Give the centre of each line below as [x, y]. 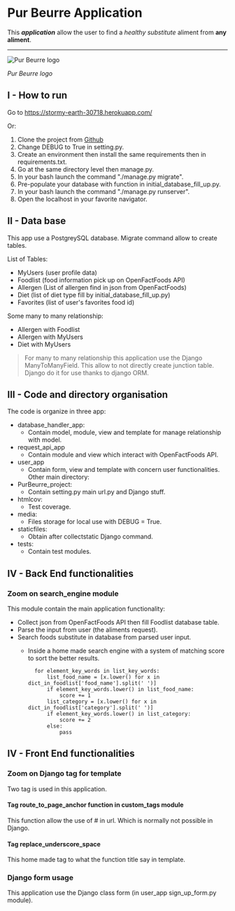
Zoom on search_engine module [63, 593]
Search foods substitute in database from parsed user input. [104, 637]
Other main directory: [58, 477]
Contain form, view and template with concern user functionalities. [124, 470]
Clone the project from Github [60, 139]
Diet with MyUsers [44, 344]
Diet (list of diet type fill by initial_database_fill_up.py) [94, 295]
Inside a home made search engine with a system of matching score [126, 651]
